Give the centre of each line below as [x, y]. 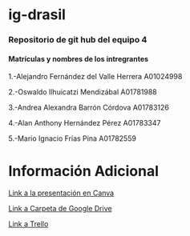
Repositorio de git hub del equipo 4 [78, 40]
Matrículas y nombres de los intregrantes [79, 58]
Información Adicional [83, 171]
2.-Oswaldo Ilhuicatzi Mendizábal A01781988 [83, 92]
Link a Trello [28, 224]
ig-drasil [37, 15]
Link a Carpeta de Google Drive [60, 209]
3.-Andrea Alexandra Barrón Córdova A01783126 [89, 108]
